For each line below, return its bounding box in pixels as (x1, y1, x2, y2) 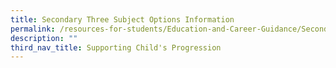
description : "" (10, 33, 78, 43)
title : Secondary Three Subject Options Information (10, 14, 235, 25)
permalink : (10, 24, 56, 34)
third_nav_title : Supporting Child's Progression (10, 42, 222, 53)
